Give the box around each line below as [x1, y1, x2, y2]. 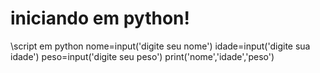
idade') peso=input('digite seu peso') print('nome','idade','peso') [10, 50, 275, 62]
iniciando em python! [10, 7, 190, 30]
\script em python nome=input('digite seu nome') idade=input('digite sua [10, 40, 311, 52]
